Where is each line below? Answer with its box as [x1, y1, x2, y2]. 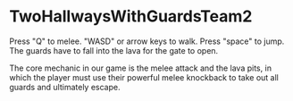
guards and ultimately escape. [9, 81, 121, 92]
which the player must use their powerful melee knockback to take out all [9, 72, 279, 82]
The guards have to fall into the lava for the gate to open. [9, 45, 219, 55]
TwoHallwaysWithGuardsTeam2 [9, 6, 253, 27]
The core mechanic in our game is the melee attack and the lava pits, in [9, 63, 272, 73]
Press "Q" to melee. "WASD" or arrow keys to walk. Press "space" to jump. [9, 36, 285, 46]
